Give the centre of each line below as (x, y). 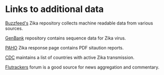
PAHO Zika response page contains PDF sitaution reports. (64, 47)
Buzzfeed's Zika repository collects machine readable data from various (79, 23)
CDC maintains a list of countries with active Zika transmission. (70, 57)
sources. (14, 28)
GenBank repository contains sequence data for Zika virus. (66, 38)
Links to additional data (54, 9)
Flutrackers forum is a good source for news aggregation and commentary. (82, 67)
